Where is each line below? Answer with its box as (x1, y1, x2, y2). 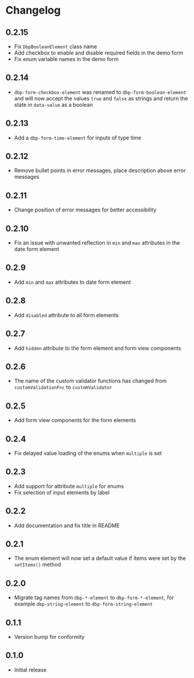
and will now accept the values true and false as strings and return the (14, 94, 189, 102)
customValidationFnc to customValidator (14, 384, 112, 391)
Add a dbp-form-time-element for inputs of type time (14, 134, 141, 141)
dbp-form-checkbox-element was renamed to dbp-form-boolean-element (14, 88, 187, 96)
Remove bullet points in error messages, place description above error (14, 167, 186, 174)
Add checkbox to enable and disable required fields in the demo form (14, 49, 183, 56)
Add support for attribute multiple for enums (14, 482, 124, 490)
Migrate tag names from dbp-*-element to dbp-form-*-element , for (14, 594, 174, 601)
